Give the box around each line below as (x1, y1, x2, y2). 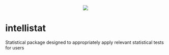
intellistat (5, 22, 46, 34)
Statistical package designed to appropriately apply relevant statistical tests (5, 39, 164, 45)
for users (5, 44, 24, 50)
